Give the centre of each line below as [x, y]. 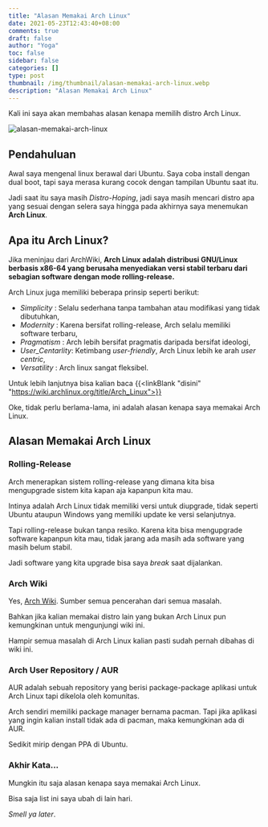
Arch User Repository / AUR [63, 670]
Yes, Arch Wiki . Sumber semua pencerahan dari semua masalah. [115, 601]
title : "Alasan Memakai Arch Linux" [69, 16]
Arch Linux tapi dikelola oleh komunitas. [74, 696]
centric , [32, 359]
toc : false [26, 53]
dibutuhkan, [40, 316]
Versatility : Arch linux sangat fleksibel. [84, 368]
